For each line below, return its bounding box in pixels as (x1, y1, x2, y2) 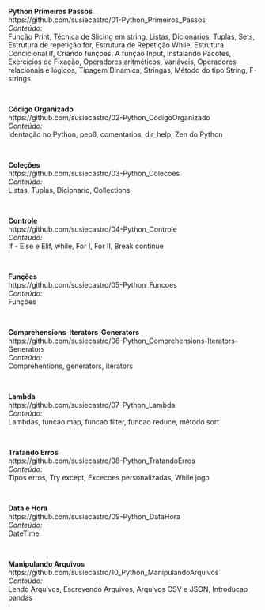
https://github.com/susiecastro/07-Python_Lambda (8, 401, 176, 409)
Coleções (8, 160, 41, 169)
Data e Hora (8, 503, 48, 513)
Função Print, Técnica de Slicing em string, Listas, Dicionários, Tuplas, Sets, (8, 32, 256, 41)
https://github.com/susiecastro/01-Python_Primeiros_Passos (8, 15, 206, 24)
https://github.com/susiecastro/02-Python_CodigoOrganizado (8, 113, 211, 122)
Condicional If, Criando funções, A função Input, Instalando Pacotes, (8, 49, 232, 58)
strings (8, 74, 32, 83)
